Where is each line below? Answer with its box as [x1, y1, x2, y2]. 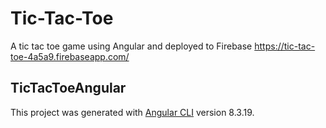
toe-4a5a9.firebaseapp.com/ [10, 50, 130, 62]
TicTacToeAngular [10, 80, 127, 97]
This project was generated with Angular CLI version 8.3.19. [10, 106, 255, 118]
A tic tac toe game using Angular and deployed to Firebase [10, 40, 253, 52]
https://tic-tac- [254, 40, 316, 52]
